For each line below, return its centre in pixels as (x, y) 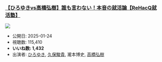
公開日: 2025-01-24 (32, 36)
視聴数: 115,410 (27, 42)
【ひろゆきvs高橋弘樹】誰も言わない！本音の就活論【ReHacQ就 (81, 7)
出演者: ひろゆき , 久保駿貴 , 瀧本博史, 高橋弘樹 (58, 55)
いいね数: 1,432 (28, 48)
